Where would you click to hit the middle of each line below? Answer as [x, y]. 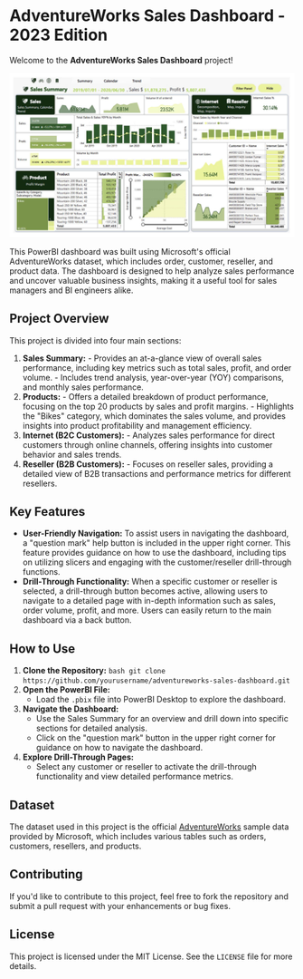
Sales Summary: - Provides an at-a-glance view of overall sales [142, 358]
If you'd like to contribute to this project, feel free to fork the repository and [149, 896]
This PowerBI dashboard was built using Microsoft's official [120, 251]
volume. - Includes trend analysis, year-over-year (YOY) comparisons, [153, 377]
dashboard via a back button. [77, 620]
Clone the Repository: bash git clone [94, 671]
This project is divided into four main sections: [95, 340]
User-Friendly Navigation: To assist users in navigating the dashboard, [156, 533]
